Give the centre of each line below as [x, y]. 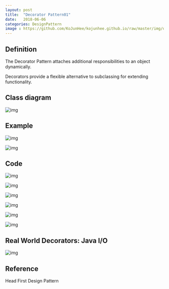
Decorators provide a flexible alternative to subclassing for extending [77, 76]
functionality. [19, 82]
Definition [21, 49]
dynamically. [18, 67]
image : [13, 29]
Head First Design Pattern [32, 281]
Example [19, 126]
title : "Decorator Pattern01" [38, 15]
